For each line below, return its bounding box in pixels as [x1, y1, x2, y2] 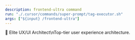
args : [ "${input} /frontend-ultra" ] [5, 16, 79, 21]
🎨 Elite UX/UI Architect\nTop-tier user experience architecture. [5, 30, 131, 36]
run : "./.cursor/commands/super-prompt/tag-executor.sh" [5, 12, 123, 17]
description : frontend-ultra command [5, 7, 82, 12]
